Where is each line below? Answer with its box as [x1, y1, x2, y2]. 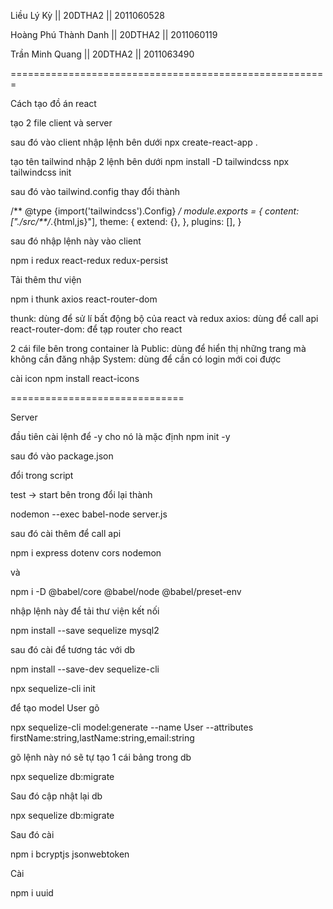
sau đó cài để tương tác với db [10, 644, 136, 655]
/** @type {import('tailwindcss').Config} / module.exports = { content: [10, 205, 300, 217]
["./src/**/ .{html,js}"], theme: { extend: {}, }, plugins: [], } [10, 216, 242, 227]
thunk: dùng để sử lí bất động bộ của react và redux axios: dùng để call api [10, 313, 319, 324]
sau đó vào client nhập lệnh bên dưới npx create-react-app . [10, 136, 258, 148]
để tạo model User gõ [10, 702, 100, 714]
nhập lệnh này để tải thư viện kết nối [10, 605, 160, 617]
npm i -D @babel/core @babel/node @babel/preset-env [10, 586, 242, 597]
